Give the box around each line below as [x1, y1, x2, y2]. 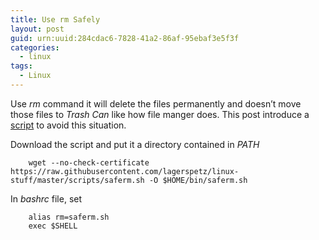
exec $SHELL [28, 221, 78, 231]
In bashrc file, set [10, 192, 83, 205]
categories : [10, 42, 60, 53]
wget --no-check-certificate [28, 157, 150, 168]
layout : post [10, 24, 65, 34]
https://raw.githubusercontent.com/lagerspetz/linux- [10, 166, 240, 176]
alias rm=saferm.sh [28, 212, 110, 222]
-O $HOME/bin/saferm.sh [148, 175, 248, 185]
